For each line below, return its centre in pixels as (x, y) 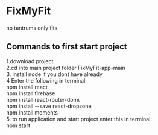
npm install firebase (31, 93)
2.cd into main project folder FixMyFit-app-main (66, 67)
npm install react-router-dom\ (43, 99)
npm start (18, 125)
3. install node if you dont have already (54, 74)
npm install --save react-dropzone (49, 106)
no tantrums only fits (32, 28)
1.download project (30, 61)
